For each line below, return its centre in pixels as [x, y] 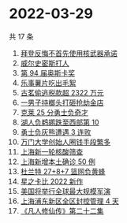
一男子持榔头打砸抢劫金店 [62, 102]
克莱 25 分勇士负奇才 [54, 112]
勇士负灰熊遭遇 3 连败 [56, 132]
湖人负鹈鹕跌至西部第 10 [60, 122]
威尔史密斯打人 [45, 63]
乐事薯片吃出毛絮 [48, 83]
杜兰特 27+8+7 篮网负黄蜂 [63, 171]
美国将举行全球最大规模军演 [65, 191]
